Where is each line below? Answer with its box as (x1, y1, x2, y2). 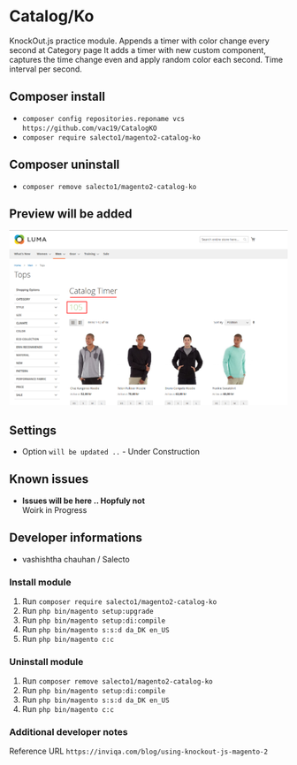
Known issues (9, 471, 89, 487)
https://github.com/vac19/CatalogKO (21, 124, 157, 133)
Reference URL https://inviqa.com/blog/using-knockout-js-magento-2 (9, 746, 268, 757)
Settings (9, 423, 57, 438)
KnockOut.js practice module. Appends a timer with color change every (9, 35, 270, 46)
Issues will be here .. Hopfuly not (21, 495, 146, 506)
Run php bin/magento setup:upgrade (21, 605, 154, 616)
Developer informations (9, 531, 143, 546)
